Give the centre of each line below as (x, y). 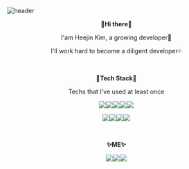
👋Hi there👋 (116, 24)
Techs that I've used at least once (116, 91)
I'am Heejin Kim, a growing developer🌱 (116, 37)
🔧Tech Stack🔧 (116, 78)
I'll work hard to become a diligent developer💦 (116, 51)
